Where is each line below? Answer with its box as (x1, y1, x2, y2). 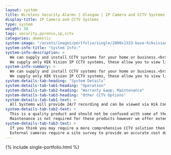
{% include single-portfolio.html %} (5, 144, 80, 150)
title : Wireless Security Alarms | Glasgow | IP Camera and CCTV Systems (5, 12, 165, 17)
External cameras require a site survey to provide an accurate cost (10, 130, 160, 135)
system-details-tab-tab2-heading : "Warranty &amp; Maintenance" (5, 87, 145, 93)
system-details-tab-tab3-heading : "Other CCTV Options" (5, 92, 126, 98)
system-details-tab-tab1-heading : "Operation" (5, 83, 106, 88)
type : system (5, 21, 33, 27)
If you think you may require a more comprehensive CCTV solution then (10, 126, 165, 131)
